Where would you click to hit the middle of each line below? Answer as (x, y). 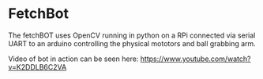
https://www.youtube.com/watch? (195, 59)
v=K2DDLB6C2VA (38, 66)
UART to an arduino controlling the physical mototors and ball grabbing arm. (132, 43)
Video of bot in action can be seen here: (73, 59)
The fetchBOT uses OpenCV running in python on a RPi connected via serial (132, 35)
